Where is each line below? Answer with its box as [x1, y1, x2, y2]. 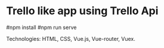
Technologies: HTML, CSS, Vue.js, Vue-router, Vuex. [6, 35, 136, 42]
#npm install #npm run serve [6, 24, 77, 31]
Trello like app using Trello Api [6, 4, 159, 18]
